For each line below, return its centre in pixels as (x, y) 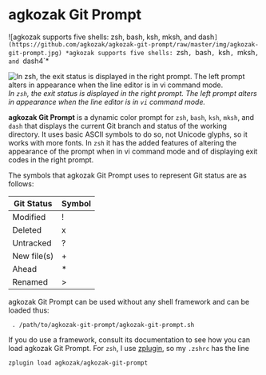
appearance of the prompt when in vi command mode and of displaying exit (133, 151)
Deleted (27, 229)
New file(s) (33, 256)
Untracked (32, 243)
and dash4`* (29, 61)
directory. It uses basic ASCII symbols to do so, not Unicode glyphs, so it (128, 134)
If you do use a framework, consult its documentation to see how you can (129, 339)
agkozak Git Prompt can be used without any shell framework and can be (129, 301)
